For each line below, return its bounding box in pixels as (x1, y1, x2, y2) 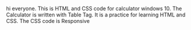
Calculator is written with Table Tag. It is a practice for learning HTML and (6, 11, 186, 18)
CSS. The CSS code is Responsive (6, 18, 90, 24)
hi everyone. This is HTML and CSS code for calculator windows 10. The (6, 5, 182, 12)
